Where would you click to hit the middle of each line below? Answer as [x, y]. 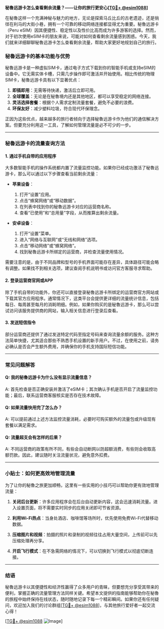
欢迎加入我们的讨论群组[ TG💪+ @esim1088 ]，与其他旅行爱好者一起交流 [84, 605]
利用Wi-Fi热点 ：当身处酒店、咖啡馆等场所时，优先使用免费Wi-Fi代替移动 [85, 518]
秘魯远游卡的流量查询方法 [35, 143]
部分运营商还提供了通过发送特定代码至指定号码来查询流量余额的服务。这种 [80, 334]
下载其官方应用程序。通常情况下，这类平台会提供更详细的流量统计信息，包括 [82, 298]
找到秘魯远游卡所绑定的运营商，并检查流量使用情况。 [73, 252]
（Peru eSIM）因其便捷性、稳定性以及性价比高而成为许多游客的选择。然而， [82, 30]
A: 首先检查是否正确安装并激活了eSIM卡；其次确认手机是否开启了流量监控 [79, 389]
